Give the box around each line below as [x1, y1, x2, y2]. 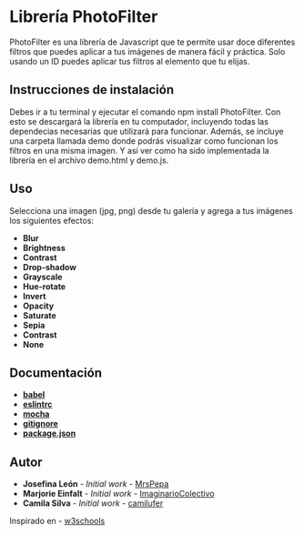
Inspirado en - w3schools [9, 516, 106, 527]
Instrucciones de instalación [9, 82, 175, 97]
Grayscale [22, 271, 63, 282]
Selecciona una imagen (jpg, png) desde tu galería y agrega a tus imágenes [9, 205, 293, 216]
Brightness [22, 242, 66, 253]
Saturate [22, 309, 56, 320]
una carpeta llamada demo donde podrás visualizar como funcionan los [9, 135, 279, 146]
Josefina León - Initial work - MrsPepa [22, 479, 169, 490]
